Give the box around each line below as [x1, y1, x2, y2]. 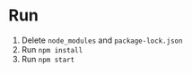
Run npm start [21, 53, 75, 64]
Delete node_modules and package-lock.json [21, 35, 183, 45]
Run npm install [21, 44, 83, 54]
